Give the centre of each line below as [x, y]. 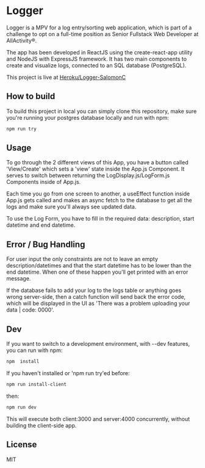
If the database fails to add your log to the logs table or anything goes [94, 290]
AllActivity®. [22, 40]
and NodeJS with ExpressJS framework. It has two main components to [97, 59]
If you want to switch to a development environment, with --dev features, [98, 344]
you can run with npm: [34, 350]
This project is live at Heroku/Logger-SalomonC [66, 77]
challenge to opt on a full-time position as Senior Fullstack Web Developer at [103, 34]
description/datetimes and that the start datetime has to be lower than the [99, 266]
